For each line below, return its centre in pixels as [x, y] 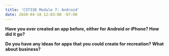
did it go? [15, 34]
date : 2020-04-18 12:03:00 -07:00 [41, 14]
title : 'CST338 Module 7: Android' [43, 10]
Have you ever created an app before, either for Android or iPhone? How [82, 28]
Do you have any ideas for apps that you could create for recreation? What [84, 43]
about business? [23, 49]
